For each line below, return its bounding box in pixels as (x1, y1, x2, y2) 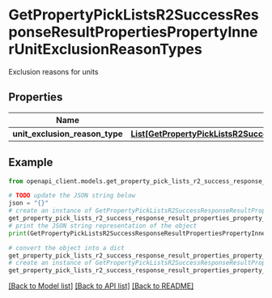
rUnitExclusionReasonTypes (8, 40, 202, 58)
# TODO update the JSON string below (8, 192, 136, 200)
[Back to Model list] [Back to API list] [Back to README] (8, 281, 194, 291)
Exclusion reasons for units (8, 66, 99, 76)
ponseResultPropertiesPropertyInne (8, 23, 258, 41)
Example (8, 155, 53, 169)
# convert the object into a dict (8, 244, 125, 252)
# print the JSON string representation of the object (8, 221, 198, 230)
